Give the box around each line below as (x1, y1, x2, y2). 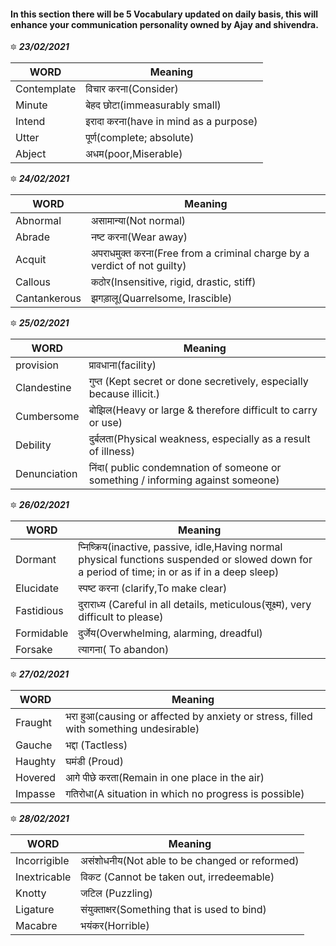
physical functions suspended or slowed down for (78, 553, 313, 567)
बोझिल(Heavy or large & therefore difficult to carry (88, 403, 318, 417)
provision (15, 358, 60, 372)
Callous (15, 275, 51, 289)
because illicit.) (88, 387, 160, 401)
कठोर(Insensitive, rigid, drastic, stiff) (90, 275, 257, 289)
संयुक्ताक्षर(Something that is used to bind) (80, 903, 267, 917)
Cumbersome (15, 410, 80, 424)
